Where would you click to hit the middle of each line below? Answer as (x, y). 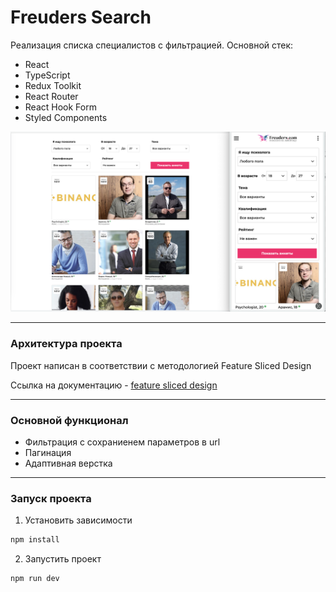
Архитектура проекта (66, 344)
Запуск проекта (51, 498)
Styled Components (66, 117)
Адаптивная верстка (68, 463)
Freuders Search (81, 17)
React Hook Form (60, 107)
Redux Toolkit (53, 85)
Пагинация (48, 452)
